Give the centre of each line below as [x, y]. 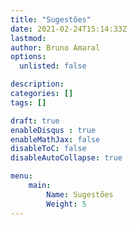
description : [37, 84]
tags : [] [28, 102]
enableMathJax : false [55, 139]
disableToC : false [48, 149]
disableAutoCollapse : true [66, 158]
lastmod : [28, 38]
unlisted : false [53, 66]
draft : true [35, 121]
